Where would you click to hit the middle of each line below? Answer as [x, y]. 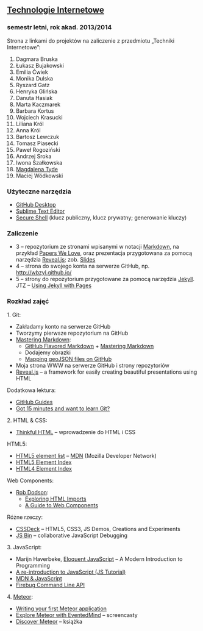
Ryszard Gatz [33, 85]
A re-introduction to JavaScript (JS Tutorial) [71, 572]
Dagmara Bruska [37, 59]
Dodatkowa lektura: [31, 390]
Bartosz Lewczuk [37, 137]
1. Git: [14, 315]
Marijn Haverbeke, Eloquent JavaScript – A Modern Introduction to [99, 559]
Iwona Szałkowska [39, 162]
